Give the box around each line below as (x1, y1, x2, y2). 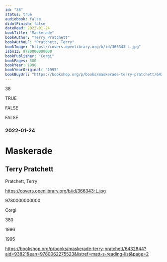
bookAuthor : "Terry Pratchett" (5, 35, 70, 40)
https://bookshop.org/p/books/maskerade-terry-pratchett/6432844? (5, 246, 147, 252)
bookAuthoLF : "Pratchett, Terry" (5, 40, 75, 45)
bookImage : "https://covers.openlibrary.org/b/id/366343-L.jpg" (5, 44, 141, 49)
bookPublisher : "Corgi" (5, 53, 55, 59)
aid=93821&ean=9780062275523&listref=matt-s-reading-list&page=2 (5, 251, 149, 257)
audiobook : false (5, 16, 41, 21)
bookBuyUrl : (5, 72, 30, 77)
